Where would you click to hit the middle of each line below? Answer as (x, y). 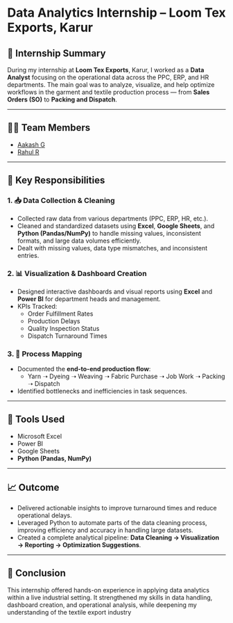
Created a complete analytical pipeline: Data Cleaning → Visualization (118, 537)
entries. (28, 255)
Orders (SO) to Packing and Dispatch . (62, 99)
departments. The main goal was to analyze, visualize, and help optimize (111, 84)
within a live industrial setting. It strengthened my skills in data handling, (110, 597)
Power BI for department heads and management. (89, 299)
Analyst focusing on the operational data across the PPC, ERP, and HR (108, 77)
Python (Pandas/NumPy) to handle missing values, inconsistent (109, 233)
